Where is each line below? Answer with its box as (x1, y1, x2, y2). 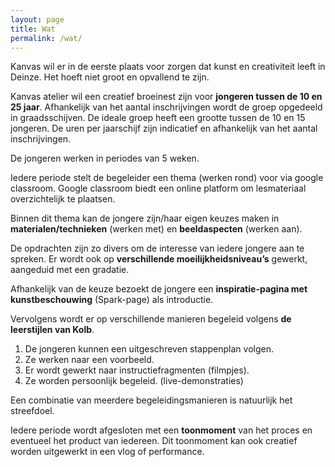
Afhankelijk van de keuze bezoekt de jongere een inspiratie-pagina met (10, 283, 308, 295)
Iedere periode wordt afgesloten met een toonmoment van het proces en (10, 424, 313, 436)
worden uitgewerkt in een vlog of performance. (10, 446, 205, 458)
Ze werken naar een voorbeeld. (24, 354, 155, 366)
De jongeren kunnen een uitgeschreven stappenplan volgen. (24, 343, 274, 355)
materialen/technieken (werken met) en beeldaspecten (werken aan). (10, 223, 303, 235)
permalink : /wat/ (10, 33, 83, 43)
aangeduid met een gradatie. (10, 264, 130, 276)
